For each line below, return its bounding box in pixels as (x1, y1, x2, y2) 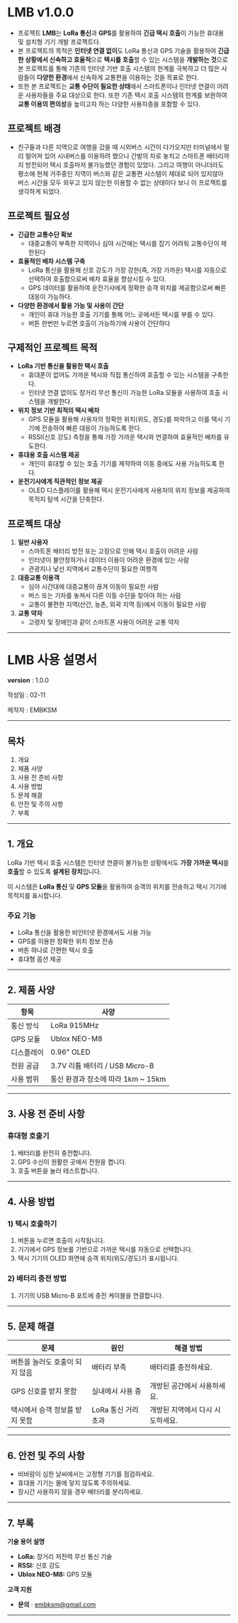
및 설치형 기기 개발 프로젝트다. (17, 37, 101, 46)
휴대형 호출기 (7, 1131, 50, 1141)
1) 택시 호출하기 (7, 1219, 57, 1229)
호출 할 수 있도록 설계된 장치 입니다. (7, 867, 102, 876)
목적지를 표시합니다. (7, 891, 62, 899)
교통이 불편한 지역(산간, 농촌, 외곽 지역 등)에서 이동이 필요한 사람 (28, 600, 207, 609)
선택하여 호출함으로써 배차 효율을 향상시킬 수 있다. (28, 274, 166, 283)
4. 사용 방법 (7, 1195, 55, 1207)
